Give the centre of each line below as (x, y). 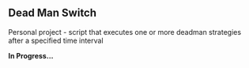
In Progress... (31, 55)
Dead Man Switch (53, 13)
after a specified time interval (56, 40)
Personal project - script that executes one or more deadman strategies (125, 32)
